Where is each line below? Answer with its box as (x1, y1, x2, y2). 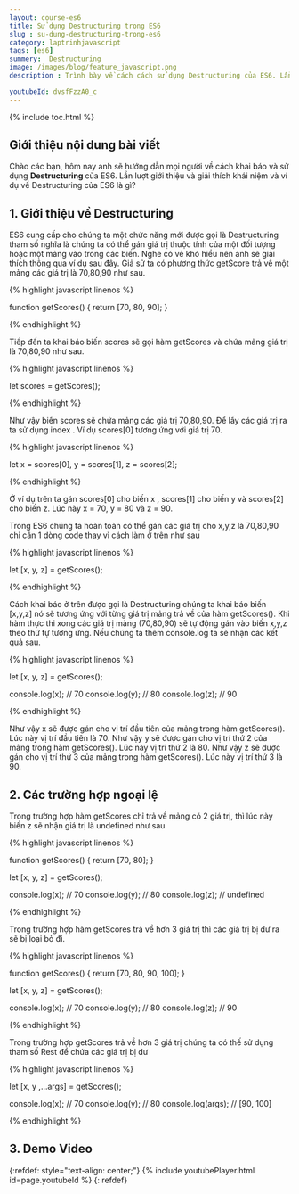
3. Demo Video (9, 1141, 93, 1157)
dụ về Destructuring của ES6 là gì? (9, 180, 136, 191)
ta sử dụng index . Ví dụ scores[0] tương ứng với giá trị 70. (9, 424, 222, 435)
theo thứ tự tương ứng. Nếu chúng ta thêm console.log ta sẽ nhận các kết (9, 628, 279, 638)
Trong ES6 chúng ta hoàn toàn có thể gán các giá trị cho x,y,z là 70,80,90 (9, 521, 279, 531)
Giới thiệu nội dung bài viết (9, 137, 161, 152)
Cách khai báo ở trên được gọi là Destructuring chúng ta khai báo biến (9, 599, 267, 610)
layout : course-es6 (9, 12, 82, 22)
